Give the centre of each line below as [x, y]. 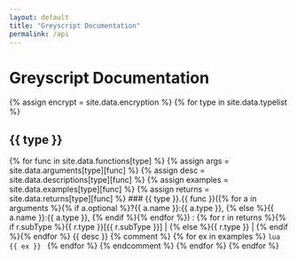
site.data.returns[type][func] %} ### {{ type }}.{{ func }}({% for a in [133, 199]
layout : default [39, 17]
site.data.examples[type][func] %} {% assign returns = [109, 189]
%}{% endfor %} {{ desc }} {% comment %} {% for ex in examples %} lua [145, 237]
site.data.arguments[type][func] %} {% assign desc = [107, 170]
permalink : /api [39, 34]
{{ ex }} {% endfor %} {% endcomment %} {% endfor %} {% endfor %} [144, 246]
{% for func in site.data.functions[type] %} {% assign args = [120, 161]
